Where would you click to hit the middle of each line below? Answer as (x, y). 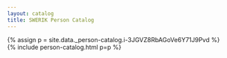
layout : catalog (30, 13)
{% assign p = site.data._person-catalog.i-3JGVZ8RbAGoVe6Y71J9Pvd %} (113, 39)
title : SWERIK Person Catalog (51, 20)
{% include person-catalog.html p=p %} (64, 47)
